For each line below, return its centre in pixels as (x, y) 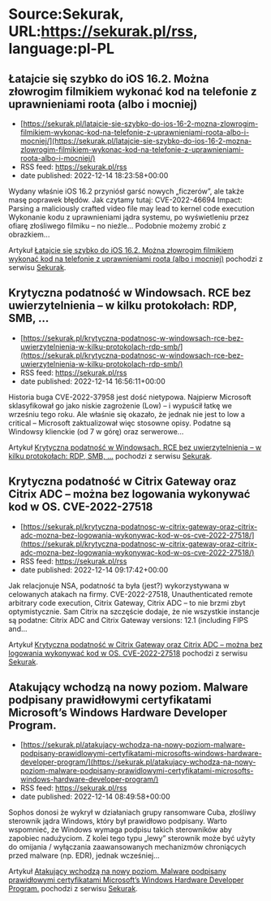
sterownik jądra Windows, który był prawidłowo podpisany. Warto (118, 821)
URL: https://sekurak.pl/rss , (103, 31)
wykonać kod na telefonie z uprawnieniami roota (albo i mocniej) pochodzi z (136, 259)
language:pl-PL (62, 49)
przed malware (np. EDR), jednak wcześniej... (84, 855)
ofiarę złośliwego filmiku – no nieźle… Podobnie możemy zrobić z (118, 226)
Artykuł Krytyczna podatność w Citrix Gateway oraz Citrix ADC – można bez (135, 644)
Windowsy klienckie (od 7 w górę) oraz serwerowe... (96, 431)
